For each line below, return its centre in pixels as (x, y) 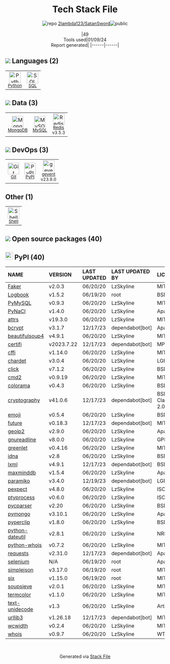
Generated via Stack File (85, 656)
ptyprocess (21, 498)
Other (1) (19, 197)
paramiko (19, 481)
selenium (18, 562)
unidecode (20, 610)
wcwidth (18, 626)
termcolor (19, 595)
